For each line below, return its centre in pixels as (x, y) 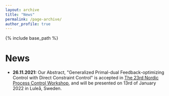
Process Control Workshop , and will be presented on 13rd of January (84, 83)
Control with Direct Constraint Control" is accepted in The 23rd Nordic (86, 78)
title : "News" (20, 15)
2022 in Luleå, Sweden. (37, 88)
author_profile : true (28, 24)
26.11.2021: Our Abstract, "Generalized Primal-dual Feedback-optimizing (88, 72)
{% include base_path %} (32, 38)
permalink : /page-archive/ (34, 19)
